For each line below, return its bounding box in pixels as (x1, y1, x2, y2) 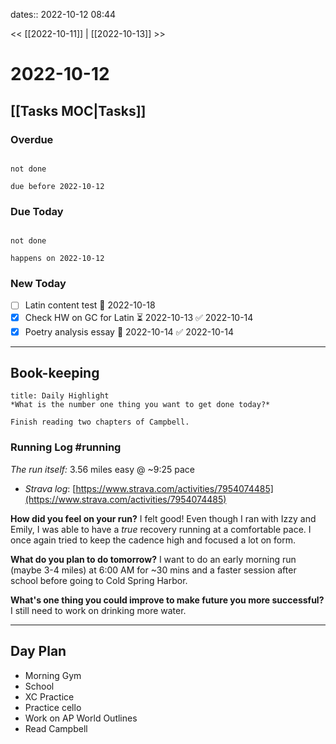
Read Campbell (24, 722, 88, 734)
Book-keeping (10, 364, 100, 381)
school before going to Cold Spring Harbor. (10, 574, 188, 586)
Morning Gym (24, 669, 82, 681)
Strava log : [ (24, 482, 77, 494)
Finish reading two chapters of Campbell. (10, 417, 190, 428)
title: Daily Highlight (10, 391, 110, 401)
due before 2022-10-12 (10, 181, 105, 191)
